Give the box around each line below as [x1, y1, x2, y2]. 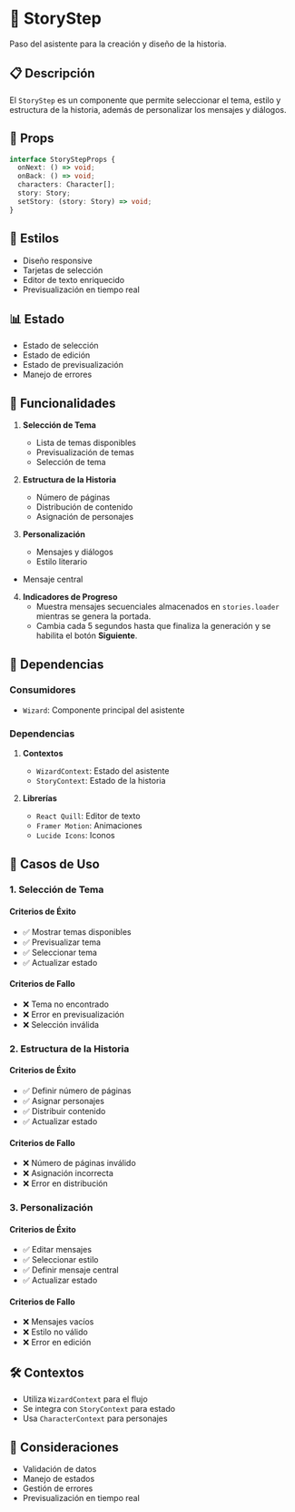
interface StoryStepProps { [9, 155, 116, 164]
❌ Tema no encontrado [22, 999, 109, 1010]
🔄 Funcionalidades [9, 395, 116, 411]
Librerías [22, 793, 57, 804]
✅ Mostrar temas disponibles [22, 926, 132, 937]
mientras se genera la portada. [35, 611, 152, 622]
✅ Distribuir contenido [22, 1105, 106, 1116]
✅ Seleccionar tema [22, 947, 98, 958]
